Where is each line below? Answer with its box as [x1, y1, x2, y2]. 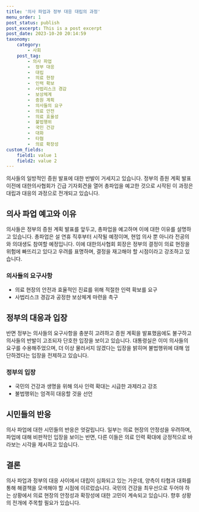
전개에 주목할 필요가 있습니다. [12, 500, 81, 507]
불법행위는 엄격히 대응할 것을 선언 [14, 390, 93, 397]
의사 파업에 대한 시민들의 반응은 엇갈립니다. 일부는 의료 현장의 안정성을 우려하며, [6, 426, 192, 434]
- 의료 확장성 [27, 141, 59, 147]
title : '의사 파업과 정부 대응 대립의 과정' [6, 8, 101, 15]
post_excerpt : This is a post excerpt [6, 25, 102, 31]
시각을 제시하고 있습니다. [21, 441, 80, 448]
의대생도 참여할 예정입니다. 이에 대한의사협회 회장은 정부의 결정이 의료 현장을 [12, 241, 190, 248]
